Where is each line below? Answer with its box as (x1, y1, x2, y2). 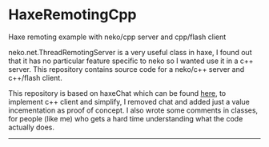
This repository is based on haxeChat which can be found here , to (8, 88, 227, 97)
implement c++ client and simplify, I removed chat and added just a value (8, 97, 251, 106)
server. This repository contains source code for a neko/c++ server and (8, 64, 245, 73)
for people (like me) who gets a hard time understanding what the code (8, 113, 243, 123)
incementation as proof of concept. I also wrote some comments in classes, (8, 105, 259, 115)
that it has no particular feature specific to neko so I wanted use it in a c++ (8, 56, 254, 66)
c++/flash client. (8, 73, 62, 82)
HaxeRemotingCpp (8, 6, 137, 24)
